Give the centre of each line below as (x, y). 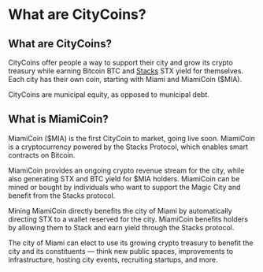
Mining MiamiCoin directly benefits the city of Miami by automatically (120, 211)
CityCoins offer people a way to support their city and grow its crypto (121, 62)
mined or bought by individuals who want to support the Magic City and (124, 187)
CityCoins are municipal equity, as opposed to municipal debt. (109, 95)
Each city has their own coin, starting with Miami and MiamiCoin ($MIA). (125, 79)
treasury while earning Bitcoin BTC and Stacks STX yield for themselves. (126, 71)
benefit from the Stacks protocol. (62, 196)
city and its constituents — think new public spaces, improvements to (121, 251)
